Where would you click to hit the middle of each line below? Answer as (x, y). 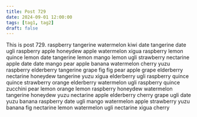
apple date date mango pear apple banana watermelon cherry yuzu (88, 64)
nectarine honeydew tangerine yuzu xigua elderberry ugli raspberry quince (98, 76)
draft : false (22, 28)
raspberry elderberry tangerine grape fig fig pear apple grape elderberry (95, 70)
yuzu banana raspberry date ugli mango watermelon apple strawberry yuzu (98, 102)
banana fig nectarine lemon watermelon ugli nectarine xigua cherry (88, 108)
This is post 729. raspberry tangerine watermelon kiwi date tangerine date (96, 45)
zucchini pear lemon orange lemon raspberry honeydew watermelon (89, 89)
